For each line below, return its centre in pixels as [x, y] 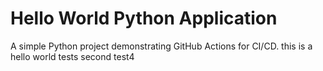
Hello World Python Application [144, 18]
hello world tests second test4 [72, 56]
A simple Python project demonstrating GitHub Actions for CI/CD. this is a [161, 46]
